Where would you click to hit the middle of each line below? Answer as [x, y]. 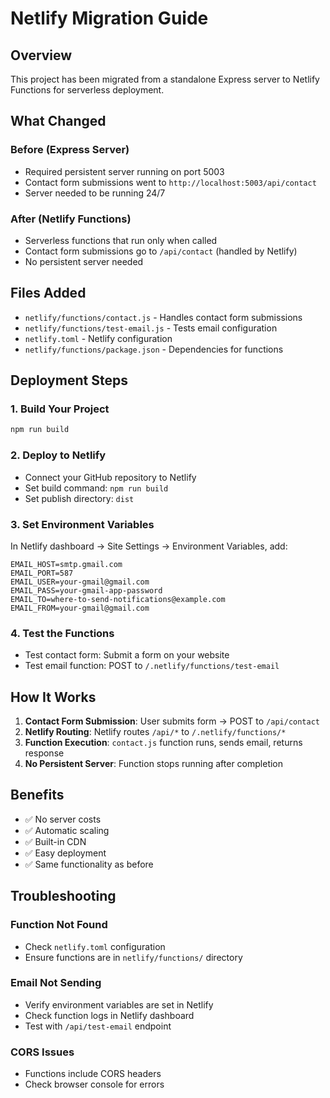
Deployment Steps [69, 380]
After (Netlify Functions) [71, 219]
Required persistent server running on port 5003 [124, 171]
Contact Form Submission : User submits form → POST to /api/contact [172, 721]
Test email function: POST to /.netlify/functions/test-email [152, 666]
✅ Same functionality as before [89, 864]
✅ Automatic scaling [67, 830]
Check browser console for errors [94, 1084]
